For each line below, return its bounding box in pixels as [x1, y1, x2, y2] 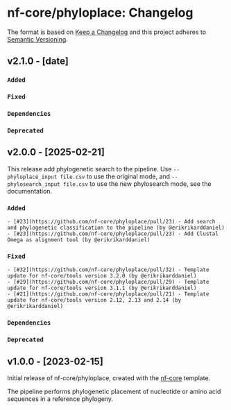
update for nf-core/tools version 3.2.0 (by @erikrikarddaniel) [7, 273, 197, 280]
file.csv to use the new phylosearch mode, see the [62, 179, 212, 188]
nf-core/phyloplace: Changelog [7, 5, 194, 21]
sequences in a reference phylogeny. [7, 395, 113, 403]
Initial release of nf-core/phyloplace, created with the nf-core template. [7, 374, 211, 382]
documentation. [7, 187, 53, 195]
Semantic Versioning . [7, 35, 68, 43]
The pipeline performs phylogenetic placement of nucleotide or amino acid [7, 387, 221, 396]
